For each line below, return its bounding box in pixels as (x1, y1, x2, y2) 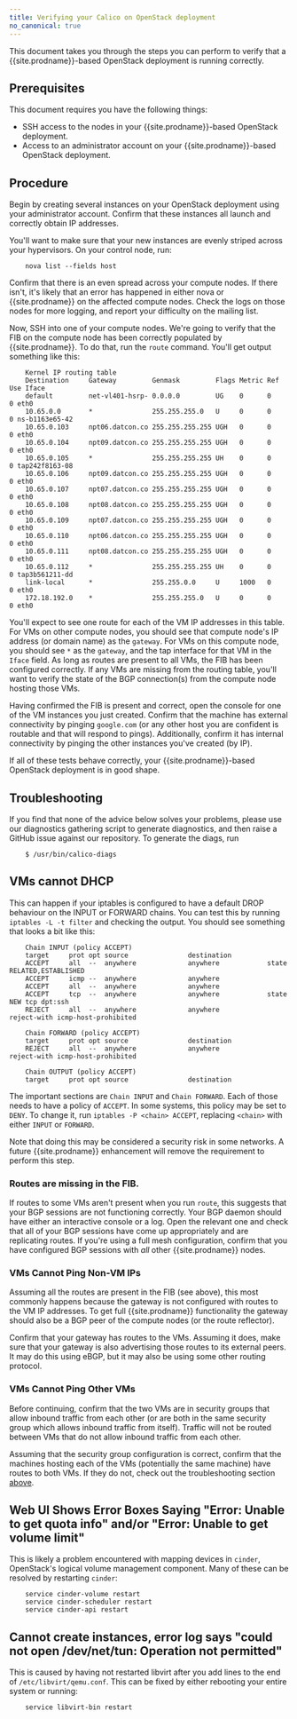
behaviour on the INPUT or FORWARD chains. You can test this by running (9, 907, 281, 917)
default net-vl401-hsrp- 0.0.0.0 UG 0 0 (25, 392, 272, 400)
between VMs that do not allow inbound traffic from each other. (9, 1431, 241, 1442)
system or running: (9, 1686, 78, 1697)
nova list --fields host (25, 262, 117, 271)
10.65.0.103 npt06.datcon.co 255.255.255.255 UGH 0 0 (25, 423, 272, 432)
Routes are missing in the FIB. (9, 1177, 140, 1190)
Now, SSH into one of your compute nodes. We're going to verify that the (9, 323, 277, 334)
